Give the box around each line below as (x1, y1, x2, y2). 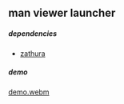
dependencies (8, 28, 58, 38)
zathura (19, 49, 46, 58)
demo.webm (8, 87, 50, 97)
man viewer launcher (8, 6, 116, 20)
